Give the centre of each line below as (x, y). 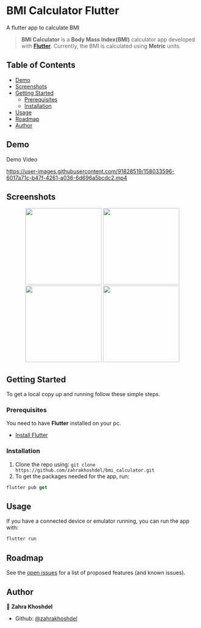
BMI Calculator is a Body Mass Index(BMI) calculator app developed (108, 39)
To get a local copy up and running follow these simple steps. (83, 394)
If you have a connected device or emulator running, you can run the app (98, 521)
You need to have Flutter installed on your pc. (64, 423)
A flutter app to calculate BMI (43, 28)
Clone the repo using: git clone (55, 464)
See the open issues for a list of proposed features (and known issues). (96, 573)
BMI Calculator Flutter (63, 11)
